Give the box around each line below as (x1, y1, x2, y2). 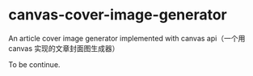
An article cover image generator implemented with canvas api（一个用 (8, 33, 246, 43)
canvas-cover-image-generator (8, 6, 228, 24)
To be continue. (8, 59, 61, 70)
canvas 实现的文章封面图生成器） (8, 43, 120, 53)
